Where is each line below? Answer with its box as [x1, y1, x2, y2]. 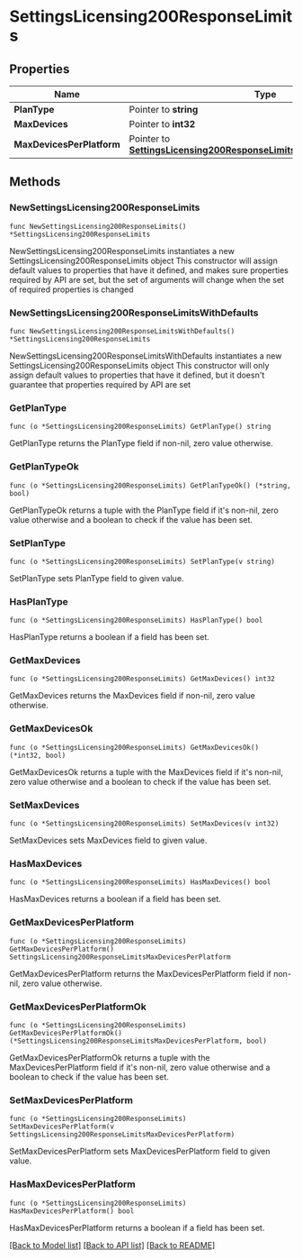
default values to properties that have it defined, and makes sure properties [9, 264, 289, 276]
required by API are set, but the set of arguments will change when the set [9, 274, 285, 285]
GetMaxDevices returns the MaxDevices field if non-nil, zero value [9, 690, 256, 701]
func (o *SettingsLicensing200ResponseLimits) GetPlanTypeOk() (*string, [9, 480, 292, 490]
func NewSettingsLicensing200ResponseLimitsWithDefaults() [9, 326, 235, 335]
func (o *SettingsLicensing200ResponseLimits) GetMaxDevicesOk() [9, 743, 259, 752]
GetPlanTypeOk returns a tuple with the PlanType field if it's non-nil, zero [9, 505, 279, 515]
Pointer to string [129, 104, 199, 115]
